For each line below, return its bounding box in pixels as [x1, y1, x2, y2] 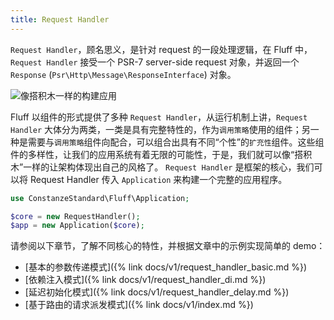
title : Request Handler [10, 14, 110, 25]
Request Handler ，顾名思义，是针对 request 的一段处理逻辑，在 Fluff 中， [10, 43, 313, 55]
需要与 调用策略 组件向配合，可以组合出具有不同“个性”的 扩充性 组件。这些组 [27, 136, 325, 148]
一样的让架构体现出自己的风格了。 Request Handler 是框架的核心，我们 [23, 161, 315, 173]
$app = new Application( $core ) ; [10, 221, 145, 231]
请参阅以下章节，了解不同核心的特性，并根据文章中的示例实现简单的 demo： [10, 240, 326, 252]
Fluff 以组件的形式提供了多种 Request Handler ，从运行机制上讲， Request [10, 111, 308, 123]
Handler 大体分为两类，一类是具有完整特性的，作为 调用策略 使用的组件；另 [10, 123, 311, 135]
